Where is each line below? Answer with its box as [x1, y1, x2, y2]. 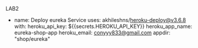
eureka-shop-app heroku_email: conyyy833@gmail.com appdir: [14, 29, 171, 36]
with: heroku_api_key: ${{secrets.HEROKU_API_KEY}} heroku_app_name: [14, 23, 193, 30]
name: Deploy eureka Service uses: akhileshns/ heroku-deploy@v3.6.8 [14, 17, 186, 23]
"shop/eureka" [14, 36, 50, 42]
